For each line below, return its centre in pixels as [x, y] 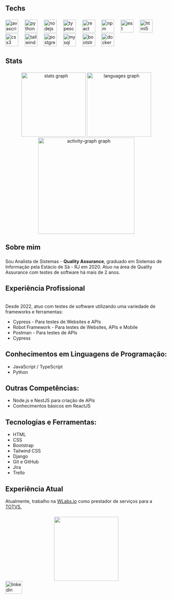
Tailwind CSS [27, 451]
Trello [19, 473]
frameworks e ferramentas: [34, 312]
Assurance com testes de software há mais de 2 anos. [63, 272]
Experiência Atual [34, 489]
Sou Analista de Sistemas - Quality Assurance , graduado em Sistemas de [84, 261]
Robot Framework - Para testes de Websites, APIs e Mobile [75, 327]
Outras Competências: [42, 388]
